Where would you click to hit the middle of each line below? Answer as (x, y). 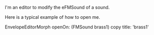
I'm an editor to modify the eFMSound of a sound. (57, 7)
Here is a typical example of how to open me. (52, 17)
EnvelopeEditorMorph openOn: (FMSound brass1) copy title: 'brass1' (77, 27)
